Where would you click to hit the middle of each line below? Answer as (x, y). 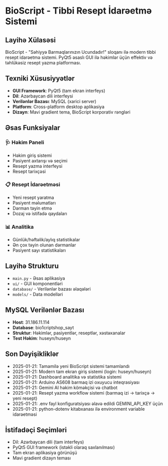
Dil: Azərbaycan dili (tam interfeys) (48, 442)
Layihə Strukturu (32, 266)
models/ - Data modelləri (38, 294)
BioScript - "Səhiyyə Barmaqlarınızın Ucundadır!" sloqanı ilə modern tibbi (81, 52)
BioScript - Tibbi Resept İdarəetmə (78, 11)
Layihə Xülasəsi (31, 40)
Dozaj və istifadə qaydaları (40, 213)
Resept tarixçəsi (29, 171)
